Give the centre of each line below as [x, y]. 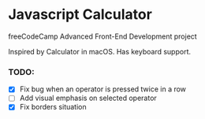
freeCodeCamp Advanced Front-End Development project [102, 36]
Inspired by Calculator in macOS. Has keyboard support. [100, 51]
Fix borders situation [53, 107]
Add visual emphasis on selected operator [88, 98]
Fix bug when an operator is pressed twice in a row [103, 89]
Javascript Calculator [80, 15]
